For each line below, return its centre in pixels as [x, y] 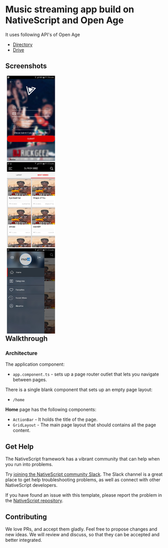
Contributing [26, 517]
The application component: [35, 364]
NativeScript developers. [31, 485]
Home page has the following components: [51, 409]
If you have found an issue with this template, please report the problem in [84, 495]
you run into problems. [29, 464]
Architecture [22, 353]
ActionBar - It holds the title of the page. [55, 420]
